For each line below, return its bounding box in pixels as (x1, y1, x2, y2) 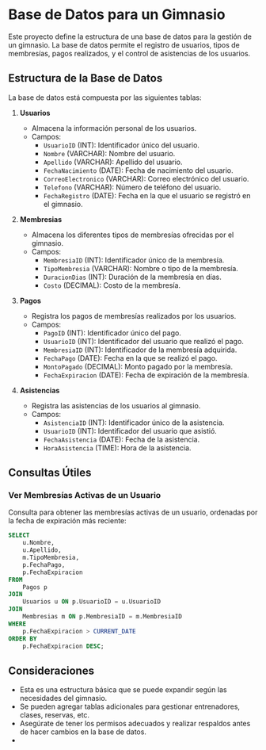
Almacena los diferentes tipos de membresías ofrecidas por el (31, 230, 234, 239)
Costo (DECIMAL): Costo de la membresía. (43, 280, 180, 290)
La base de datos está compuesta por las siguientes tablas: (8, 93, 202, 102)
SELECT (8, 531, 30, 540)
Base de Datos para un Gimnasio (8, 6, 226, 24)
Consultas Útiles (8, 466, 92, 480)
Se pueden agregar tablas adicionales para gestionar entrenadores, (19, 702, 240, 711)
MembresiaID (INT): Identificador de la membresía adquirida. (43, 345, 237, 354)
